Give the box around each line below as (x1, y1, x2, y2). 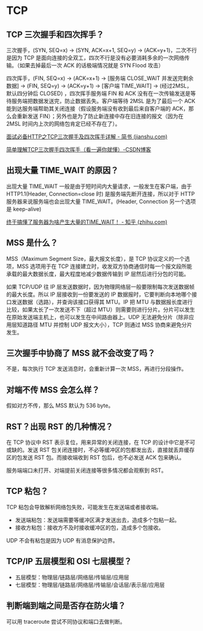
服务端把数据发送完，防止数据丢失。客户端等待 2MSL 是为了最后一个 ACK (11, 98, 196, 104)
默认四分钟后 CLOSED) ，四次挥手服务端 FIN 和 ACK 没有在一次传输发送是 (6, 90, 191, 97)
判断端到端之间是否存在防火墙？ (6, 601, 126, 611)
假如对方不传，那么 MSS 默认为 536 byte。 (6, 402, 114, 410)
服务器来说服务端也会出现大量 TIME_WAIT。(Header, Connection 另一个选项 (6, 198, 196, 205)
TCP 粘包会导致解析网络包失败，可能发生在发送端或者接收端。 (6, 503, 162, 510)
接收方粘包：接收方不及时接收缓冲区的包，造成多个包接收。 (15, 524, 164, 531)
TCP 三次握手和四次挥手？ (6, 29, 104, 39)
